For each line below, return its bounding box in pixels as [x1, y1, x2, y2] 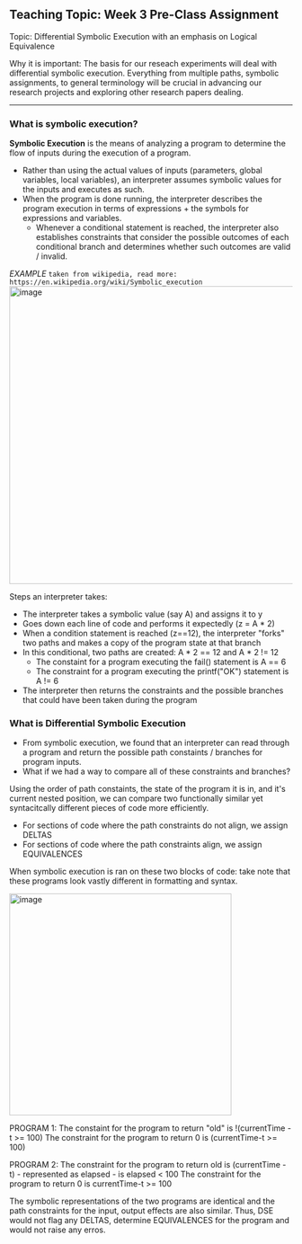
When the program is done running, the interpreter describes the [22, 193, 262, 205]
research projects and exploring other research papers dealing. [9, 86, 244, 97]
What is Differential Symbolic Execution [9, 717, 186, 730]
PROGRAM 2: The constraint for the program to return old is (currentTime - [9, 1160, 287, 1170]
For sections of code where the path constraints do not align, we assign [22, 820, 289, 831]
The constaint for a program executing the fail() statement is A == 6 [35, 656, 287, 668]
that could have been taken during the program [22, 695, 198, 706]
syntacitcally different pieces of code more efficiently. [9, 803, 209, 813]
